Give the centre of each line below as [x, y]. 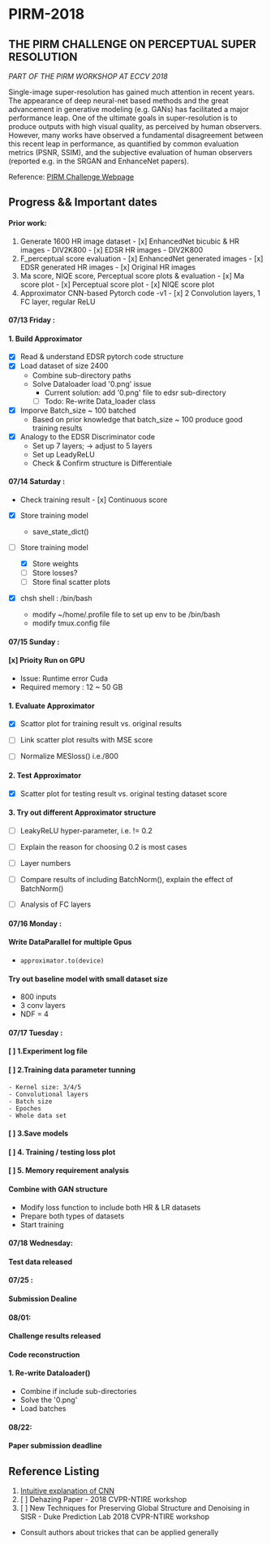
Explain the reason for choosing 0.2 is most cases [103, 847]
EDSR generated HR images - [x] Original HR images [108, 267]
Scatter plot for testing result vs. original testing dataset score [123, 794]
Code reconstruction [44, 1354]
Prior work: [28, 223]
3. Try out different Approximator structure [82, 812]
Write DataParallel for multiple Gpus [70, 942]
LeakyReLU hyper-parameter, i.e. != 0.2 [86, 830]
